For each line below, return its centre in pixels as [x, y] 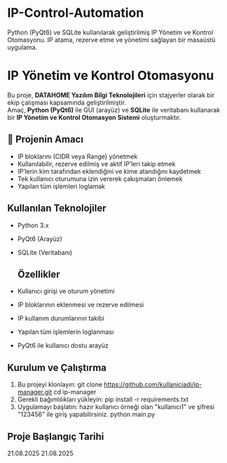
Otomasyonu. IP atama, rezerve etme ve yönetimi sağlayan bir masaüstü [111, 39]
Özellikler [39, 274]
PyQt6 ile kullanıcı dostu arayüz [63, 346]
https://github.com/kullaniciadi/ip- [153, 384]
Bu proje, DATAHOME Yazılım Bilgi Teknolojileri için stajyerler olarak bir [111, 95]
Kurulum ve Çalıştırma [57, 367]
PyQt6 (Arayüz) [40, 239]
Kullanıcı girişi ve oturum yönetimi [66, 291]
